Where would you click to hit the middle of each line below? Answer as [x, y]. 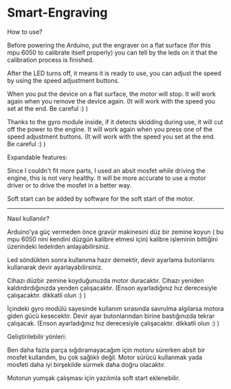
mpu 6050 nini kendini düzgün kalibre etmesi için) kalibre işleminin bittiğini [112, 239]
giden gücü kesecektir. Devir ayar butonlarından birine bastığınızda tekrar [111, 316]
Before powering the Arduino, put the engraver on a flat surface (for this [109, 45]
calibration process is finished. [51, 59]
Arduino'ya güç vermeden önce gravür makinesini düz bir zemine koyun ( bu [115, 232]
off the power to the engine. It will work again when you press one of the [110, 129]
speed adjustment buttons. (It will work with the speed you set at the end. [111, 137]
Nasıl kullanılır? [28, 218]
